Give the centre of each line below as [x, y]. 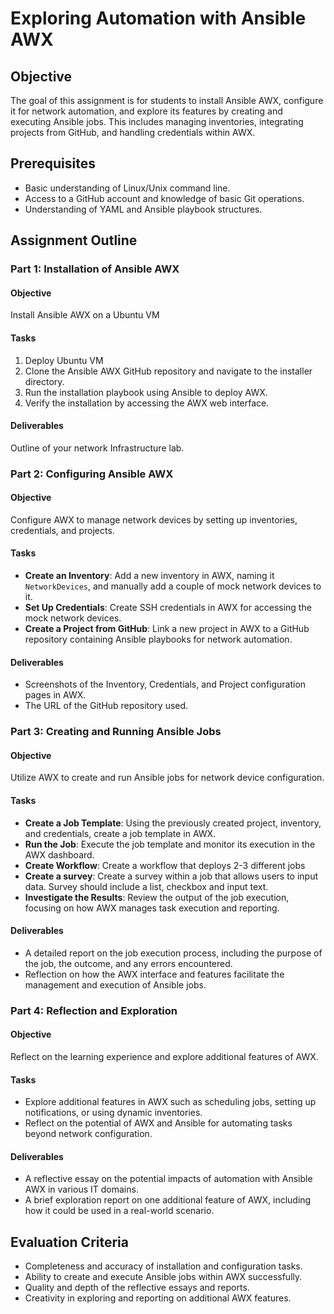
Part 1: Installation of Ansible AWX [95, 269]
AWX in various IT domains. [81, 1189]
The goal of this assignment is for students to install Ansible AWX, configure [167, 100]
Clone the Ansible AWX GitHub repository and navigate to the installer [168, 371]
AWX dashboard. [59, 854]
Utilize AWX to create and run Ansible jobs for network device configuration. [167, 778]
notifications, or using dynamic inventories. [113, 1113]
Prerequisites [53, 163]
